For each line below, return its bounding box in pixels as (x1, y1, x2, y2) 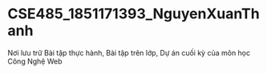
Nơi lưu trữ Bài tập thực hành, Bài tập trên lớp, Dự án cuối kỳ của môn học (7, 48, 251, 57)
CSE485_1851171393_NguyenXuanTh (7, 5, 260, 23)
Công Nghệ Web (7, 56, 63, 66)
